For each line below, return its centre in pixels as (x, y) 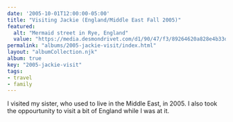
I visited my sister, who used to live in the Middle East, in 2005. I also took (112, 103)
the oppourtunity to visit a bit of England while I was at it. (88, 111)
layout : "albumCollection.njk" (52, 52)
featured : (21, 26)
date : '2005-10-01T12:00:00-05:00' (59, 13)
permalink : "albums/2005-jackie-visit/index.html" (82, 45)
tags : (15, 71)
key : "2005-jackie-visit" (44, 65)
